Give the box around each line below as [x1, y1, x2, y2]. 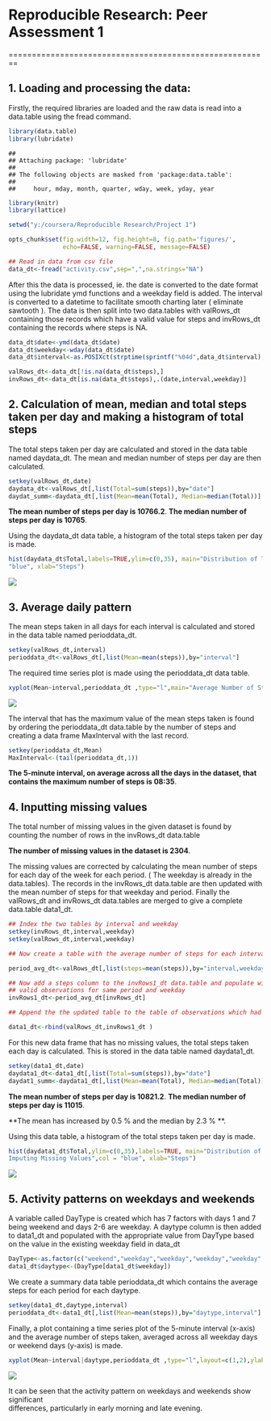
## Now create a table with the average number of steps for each [8, 949, 236, 958]
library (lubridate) [8, 135, 74, 143]
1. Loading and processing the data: [8, 82, 191, 95]
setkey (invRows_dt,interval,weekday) [8, 927, 135, 936]
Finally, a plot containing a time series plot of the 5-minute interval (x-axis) [8, 1323, 256, 1333]
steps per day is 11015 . [8, 1100, 85, 1110]
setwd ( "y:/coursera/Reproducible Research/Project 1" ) [8, 221, 197, 229]
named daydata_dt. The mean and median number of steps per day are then [8, 452, 262, 462]
